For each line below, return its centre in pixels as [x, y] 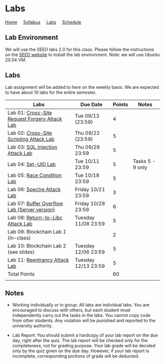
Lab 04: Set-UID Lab [32, 164]
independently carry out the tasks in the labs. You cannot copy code [81, 315]
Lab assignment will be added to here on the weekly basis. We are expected [82, 87]
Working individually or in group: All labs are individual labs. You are [81, 305]
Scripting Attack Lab [31, 139]
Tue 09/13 [87, 116]
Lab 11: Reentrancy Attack [38, 260]
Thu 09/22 [87, 133]
